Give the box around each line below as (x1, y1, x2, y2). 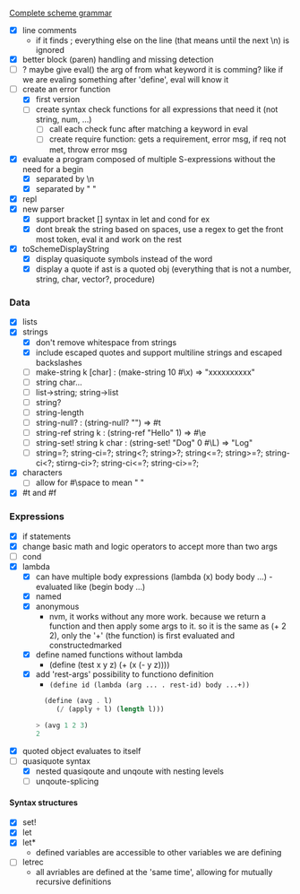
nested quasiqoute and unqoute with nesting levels (35, 766, 224, 777)
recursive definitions (35, 876, 112, 887)
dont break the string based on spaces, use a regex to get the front (35, 223, 284, 234)
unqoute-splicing (35, 776, 99, 786)
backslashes (35, 357, 82, 368)
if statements (21, 531, 72, 542)
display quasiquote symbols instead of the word (35, 254, 213, 264)
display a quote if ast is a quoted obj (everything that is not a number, (35, 264, 292, 274)
